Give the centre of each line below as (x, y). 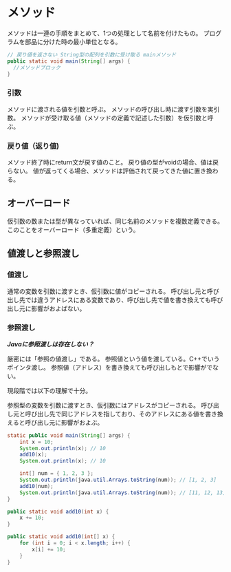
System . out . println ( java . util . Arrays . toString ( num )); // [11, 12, (117, 492)
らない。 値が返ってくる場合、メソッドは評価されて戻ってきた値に (101, 171)
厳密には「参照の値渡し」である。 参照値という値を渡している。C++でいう (113, 359)
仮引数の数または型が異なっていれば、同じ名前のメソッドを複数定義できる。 (115, 221)
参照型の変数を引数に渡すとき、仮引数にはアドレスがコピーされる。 (103, 405)
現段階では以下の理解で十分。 (49, 390)
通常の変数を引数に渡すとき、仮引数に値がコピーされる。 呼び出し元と (107, 291)
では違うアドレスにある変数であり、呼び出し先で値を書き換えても (118, 299)
